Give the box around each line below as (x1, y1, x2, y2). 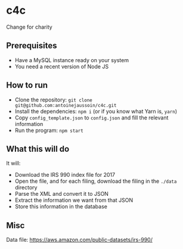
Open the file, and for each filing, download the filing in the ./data (14, 177, 177, 185)
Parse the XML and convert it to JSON (14, 190, 109, 198)
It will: (6, 159, 21, 167)
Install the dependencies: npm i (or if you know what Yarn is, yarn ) (14, 107, 178, 115)
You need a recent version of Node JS (14, 63, 109, 70)
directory (14, 184, 38, 191)
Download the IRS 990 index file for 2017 (14, 171, 115, 179)
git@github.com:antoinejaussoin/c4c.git (14, 102, 117, 108)
